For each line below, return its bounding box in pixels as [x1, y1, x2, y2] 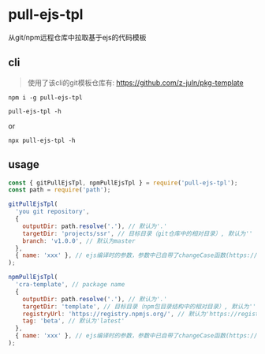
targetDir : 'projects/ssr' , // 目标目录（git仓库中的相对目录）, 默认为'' [22, 229, 253, 237]
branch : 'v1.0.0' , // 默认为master [22, 237, 136, 245]
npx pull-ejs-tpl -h [8, 136, 77, 144]
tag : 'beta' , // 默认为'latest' [22, 317, 125, 325]
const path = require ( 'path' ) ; [8, 186, 111, 194]
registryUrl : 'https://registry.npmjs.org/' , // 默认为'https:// [22, 310, 238, 318]
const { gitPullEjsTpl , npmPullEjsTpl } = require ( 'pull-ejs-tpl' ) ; [8, 179, 238, 187]
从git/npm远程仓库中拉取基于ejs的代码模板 [8, 32, 147, 42]
